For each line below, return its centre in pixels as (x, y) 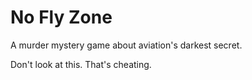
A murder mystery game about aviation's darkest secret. (126, 45)
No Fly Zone (61, 17)
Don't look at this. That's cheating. (81, 64)
